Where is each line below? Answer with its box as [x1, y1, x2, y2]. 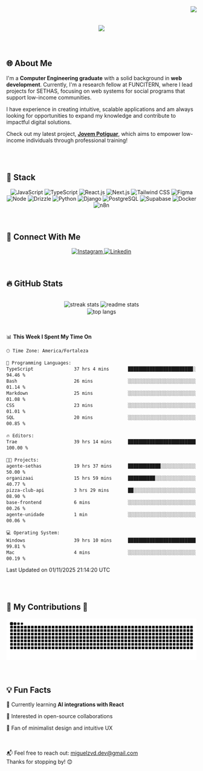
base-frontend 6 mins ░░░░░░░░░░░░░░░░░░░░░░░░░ [6, 499, 196, 505]
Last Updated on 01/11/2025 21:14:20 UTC [6, 566, 111, 573]
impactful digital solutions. [6, 118, 72, 126]
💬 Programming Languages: [6, 360, 71, 366]
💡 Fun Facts [6, 685, 51, 695]
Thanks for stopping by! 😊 [6, 758, 73, 766]
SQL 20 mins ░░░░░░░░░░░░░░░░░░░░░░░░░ [6, 414, 196, 420]
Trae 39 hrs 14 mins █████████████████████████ [6, 439, 196, 445]
